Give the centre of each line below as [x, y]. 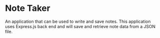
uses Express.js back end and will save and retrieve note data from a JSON [80, 26]
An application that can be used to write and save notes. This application [78, 21]
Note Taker [28, 8]
